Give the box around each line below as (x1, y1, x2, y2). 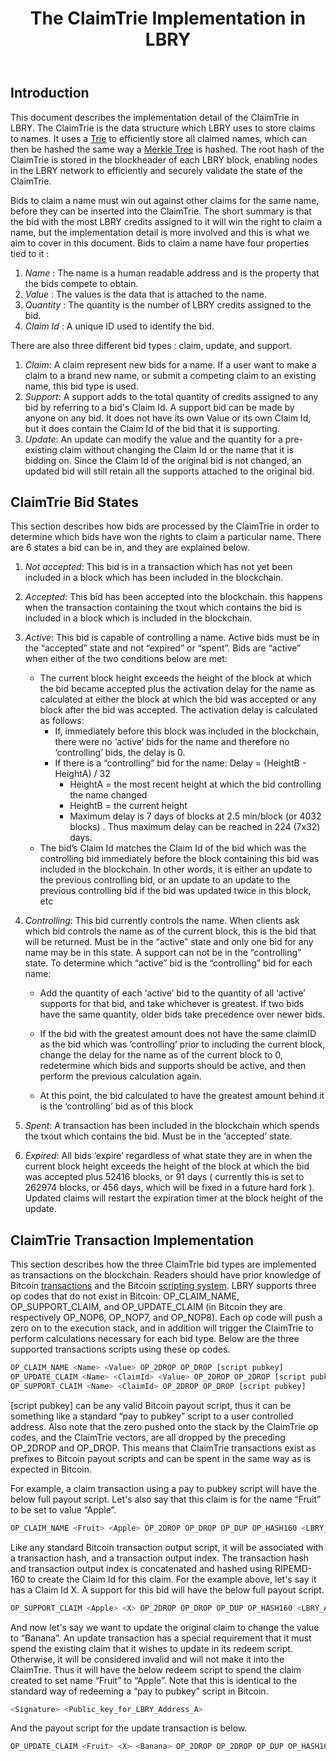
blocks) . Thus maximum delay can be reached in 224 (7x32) (69, 821, 321, 833)
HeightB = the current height (69, 800, 188, 812)
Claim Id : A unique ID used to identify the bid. (24, 320, 215, 332)
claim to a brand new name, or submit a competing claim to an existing (24, 369, 317, 381)
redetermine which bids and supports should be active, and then (39, 1060, 307, 1072)
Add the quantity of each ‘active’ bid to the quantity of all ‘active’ (39, 987, 306, 999)
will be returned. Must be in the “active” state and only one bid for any (24, 936, 314, 948)
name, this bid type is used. (24, 380, 139, 392)
